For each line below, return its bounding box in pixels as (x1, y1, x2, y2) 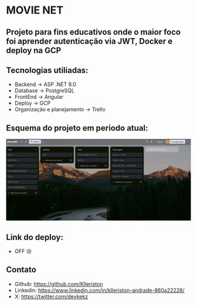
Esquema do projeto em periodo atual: (6, 123, 148, 133)
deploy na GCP (6, 45, 62, 55)
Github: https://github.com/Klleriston (14, 280, 103, 287)
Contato (6, 265, 36, 275)
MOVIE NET (6, 4, 63, 17)
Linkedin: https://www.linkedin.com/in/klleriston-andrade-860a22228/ (14, 287, 185, 294)
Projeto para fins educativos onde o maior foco (6, 27, 181, 37)
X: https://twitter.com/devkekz (14, 292, 89, 300)
